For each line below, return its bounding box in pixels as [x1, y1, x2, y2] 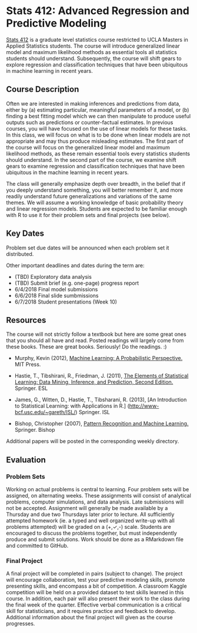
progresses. [6, 620, 35, 627]
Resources [6, 315, 46, 325]
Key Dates [6, 228, 45, 239]
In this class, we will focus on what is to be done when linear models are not [6, 131, 191, 138]
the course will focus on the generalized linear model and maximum [6, 144, 171, 151]
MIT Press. [14, 361, 41, 368]
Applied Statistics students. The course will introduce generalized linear [6, 42, 181, 49]
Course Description [6, 84, 79, 95]
